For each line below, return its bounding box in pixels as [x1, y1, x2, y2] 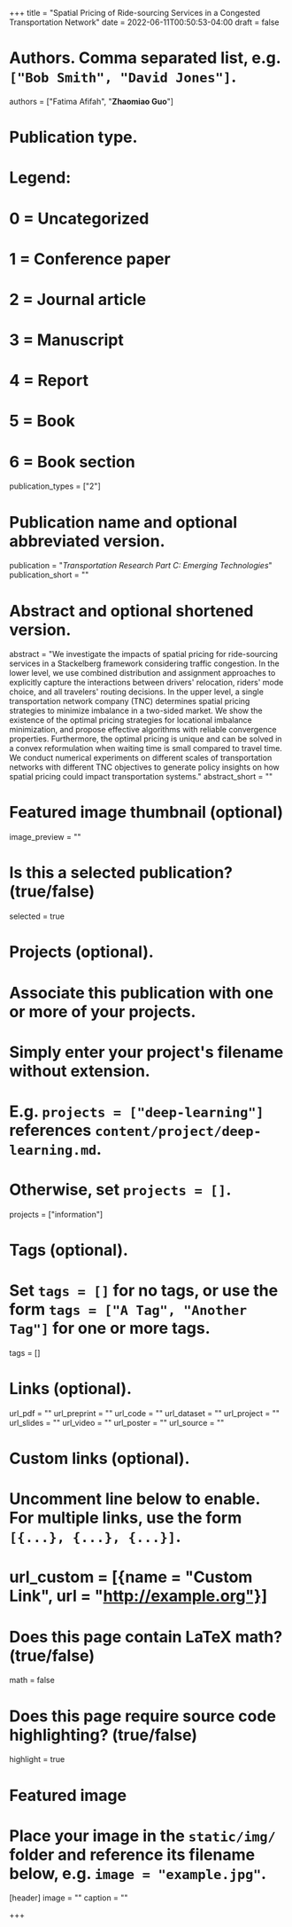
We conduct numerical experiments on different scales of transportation [9, 753, 273, 764]
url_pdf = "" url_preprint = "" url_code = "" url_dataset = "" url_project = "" [9, 1407, 280, 1418]
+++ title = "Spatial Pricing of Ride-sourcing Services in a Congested [9, 8, 261, 18]
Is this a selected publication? [9, 863, 233, 883]
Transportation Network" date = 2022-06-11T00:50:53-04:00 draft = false [9, 17, 280, 27]
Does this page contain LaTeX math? [9, 1626, 283, 1647]
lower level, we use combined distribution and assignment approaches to [9, 668, 276, 678]
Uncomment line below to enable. [9, 1489, 261, 1509]
